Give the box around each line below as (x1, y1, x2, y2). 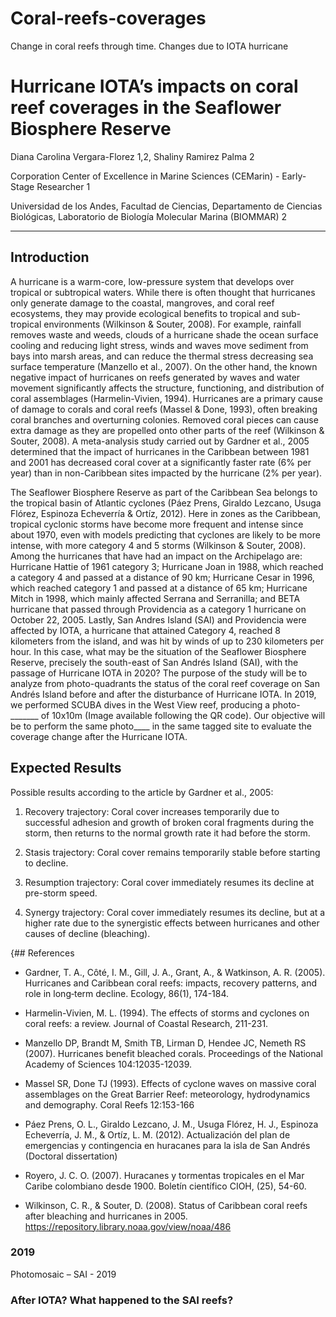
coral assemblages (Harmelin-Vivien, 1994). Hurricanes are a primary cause (10, 392, 323, 404)
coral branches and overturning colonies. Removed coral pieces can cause (10, 413, 319, 426)
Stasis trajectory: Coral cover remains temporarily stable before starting (24, 846, 321, 858)
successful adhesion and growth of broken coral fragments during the (24, 816, 315, 828)
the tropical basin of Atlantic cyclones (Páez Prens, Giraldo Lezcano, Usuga (10, 497, 322, 509)
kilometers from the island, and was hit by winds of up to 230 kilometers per (10, 635, 325, 647)
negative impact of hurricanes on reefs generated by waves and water (10, 371, 301, 383)
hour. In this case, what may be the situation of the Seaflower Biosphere (10, 645, 307, 657)
